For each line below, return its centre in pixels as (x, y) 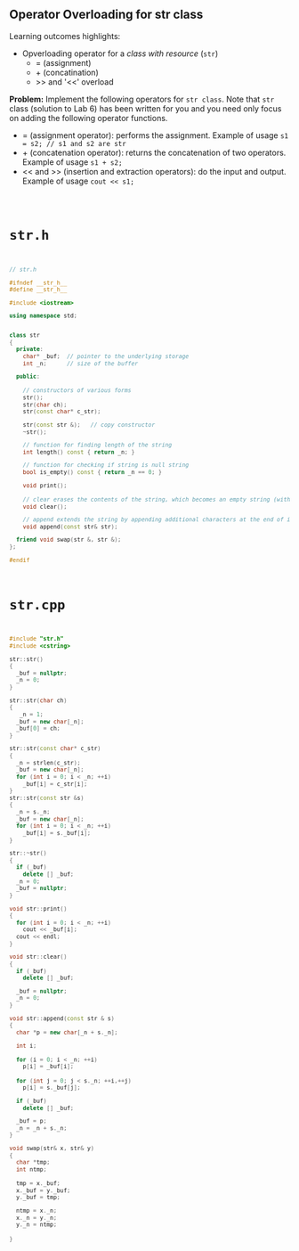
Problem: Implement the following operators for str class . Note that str (142, 99)
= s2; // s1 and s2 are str (74, 143)
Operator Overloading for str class (106, 15)
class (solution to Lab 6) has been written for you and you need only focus (145, 108)
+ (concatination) (67, 72)
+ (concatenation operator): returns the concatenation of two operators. (154, 152)
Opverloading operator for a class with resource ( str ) (120, 53)
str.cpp (37, 605)
